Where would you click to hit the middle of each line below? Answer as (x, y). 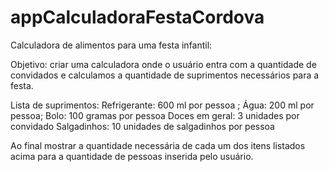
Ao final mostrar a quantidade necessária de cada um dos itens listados (158, 145)
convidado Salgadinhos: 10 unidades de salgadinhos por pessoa (142, 126)
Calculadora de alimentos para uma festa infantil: (111, 45)
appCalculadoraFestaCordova (137, 17)
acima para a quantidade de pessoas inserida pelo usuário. (132, 156)
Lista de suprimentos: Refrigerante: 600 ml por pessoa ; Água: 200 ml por (162, 105)
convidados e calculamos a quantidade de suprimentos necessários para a (165, 75)
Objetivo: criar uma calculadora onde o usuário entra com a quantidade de (163, 64)
